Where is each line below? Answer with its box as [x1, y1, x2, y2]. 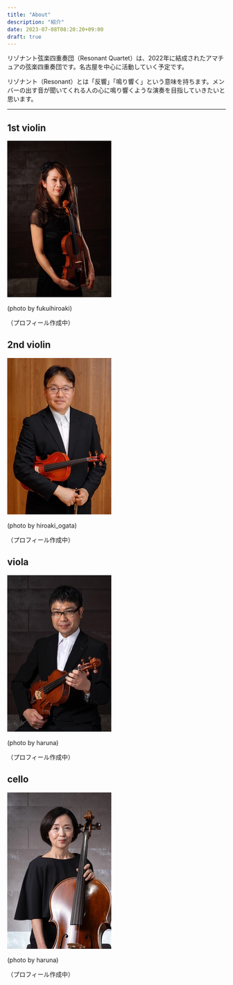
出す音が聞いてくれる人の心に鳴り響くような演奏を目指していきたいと [25, 86, 225, 95]
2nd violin [7, 339, 51, 351]
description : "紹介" [7, 18, 64, 26]
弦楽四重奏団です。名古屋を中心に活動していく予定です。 [25, 63, 189, 71]
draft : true [7, 33, 42, 40]
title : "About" [7, 11, 51, 18]
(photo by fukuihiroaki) [7, 304, 73, 313]
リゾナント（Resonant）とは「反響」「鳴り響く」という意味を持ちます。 [7, 77, 213, 86]
